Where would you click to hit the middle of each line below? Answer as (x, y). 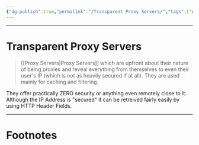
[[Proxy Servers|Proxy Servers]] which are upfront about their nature (104, 63)
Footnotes (32, 135)
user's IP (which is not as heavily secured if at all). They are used (100, 75)
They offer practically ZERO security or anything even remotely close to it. (96, 93)
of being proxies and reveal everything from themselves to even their (105, 69)
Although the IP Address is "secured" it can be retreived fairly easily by (93, 99)
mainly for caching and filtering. (60, 82)
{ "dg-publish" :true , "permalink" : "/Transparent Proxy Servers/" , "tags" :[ (98, 12)
